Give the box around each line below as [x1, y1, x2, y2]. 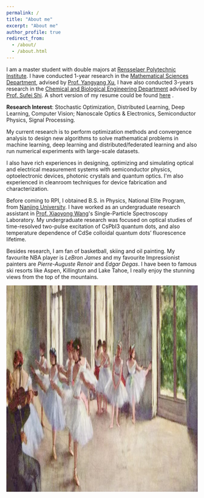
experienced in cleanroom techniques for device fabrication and [6, 178, 167, 185]
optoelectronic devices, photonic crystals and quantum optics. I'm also [6, 172, 184, 179]
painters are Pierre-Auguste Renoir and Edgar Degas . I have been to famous [6, 260, 197, 268]
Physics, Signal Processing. [6, 116, 76, 123]
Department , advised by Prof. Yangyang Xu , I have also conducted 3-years [6, 78, 194, 86]
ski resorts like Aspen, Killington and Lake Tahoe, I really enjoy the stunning [6, 266, 195, 274]
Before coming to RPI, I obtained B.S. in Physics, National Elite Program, [6, 196, 186, 204]
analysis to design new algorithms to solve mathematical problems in [6, 134, 179, 142]
